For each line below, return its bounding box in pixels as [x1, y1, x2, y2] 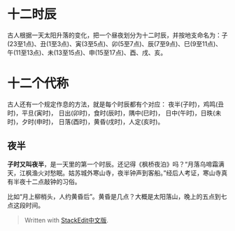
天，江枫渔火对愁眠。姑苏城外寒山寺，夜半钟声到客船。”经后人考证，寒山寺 [7, 169, 222, 177]
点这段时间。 [7, 201, 44, 209]
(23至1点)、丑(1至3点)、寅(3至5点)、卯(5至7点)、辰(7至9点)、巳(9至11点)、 [7, 39, 222, 48]
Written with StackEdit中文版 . [24, 216, 109, 224]
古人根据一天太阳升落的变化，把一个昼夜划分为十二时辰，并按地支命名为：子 [7, 31, 228, 39]
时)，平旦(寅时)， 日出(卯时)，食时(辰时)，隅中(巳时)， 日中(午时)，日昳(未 [7, 108, 222, 117]
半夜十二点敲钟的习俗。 [13, 177, 81, 185]
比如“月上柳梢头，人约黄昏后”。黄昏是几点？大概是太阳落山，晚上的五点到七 [7, 192, 227, 200]
